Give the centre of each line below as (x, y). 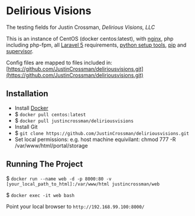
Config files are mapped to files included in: (59, 63)
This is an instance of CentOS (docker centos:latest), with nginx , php (90, 38)
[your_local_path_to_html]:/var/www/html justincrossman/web (83, 184)
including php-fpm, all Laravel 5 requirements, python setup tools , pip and (96, 45)
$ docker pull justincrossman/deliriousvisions (74, 120)
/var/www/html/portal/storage (51, 145)
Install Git (26, 127)
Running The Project (45, 164)
